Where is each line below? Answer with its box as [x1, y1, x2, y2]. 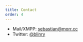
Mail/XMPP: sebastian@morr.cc [12, 25, 78, 31]
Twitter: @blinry [12, 31, 45, 37]
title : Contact [5, 7, 37, 12]
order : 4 [5, 12, 23, 17]
